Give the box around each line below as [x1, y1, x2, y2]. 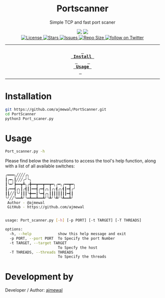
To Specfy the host [57, 245, 98, 250]
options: [5, 227, 23, 232]
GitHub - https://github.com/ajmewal [7, 205, 84, 210]
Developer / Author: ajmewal [5, 287, 63, 293]
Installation [5, 91, 52, 102]
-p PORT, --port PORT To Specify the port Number [9, 236, 115, 241]
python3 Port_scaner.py [5, 116, 54, 121]
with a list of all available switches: [5, 163, 75, 169]
